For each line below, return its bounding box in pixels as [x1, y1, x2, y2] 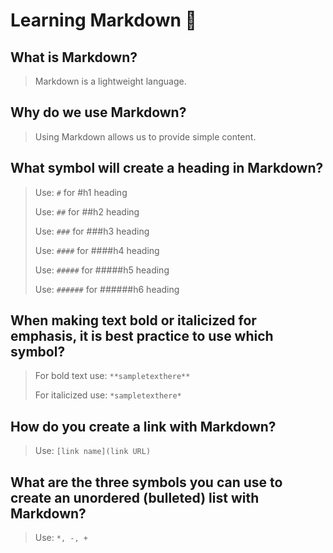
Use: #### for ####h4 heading [34, 244, 160, 256]
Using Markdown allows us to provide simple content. [34, 130, 257, 143]
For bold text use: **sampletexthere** [34, 370, 191, 382]
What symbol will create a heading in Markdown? [10, 160, 324, 177]
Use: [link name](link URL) [34, 445, 152, 457]
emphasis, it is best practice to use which [10, 328, 274, 345]
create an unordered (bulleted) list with [10, 489, 260, 506]
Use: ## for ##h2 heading [34, 205, 140, 218]
